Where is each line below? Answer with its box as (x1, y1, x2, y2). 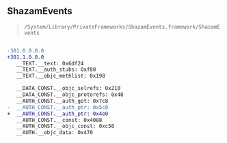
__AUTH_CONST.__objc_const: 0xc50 (16, 123, 115, 130)
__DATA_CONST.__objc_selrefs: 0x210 (16, 85, 121, 92)
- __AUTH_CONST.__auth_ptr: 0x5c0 (7, 104, 109, 111)
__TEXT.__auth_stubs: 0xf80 (16, 66, 96, 74)
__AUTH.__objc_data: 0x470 (16, 129, 94, 136)
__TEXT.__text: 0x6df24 (16, 60, 84, 67)
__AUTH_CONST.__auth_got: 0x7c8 (16, 97, 109, 104)
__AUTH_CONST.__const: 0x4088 (16, 116, 103, 123)
